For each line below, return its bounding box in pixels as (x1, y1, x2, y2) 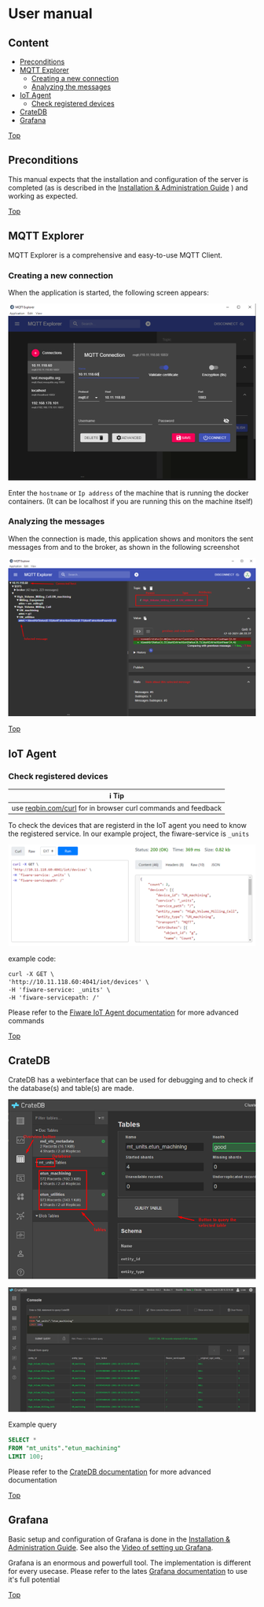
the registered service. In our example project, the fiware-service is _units (8, 829, 250, 839)
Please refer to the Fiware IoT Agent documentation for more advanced (8, 1008, 239, 1017)
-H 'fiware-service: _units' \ (8, 985, 111, 993)
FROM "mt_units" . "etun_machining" (8, 1445, 122, 1453)
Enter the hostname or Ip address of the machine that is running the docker (8, 488, 249, 497)
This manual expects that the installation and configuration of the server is (8, 174, 249, 184)
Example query (8, 1420, 57, 1430)
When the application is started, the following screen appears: (8, 288, 210, 297)
